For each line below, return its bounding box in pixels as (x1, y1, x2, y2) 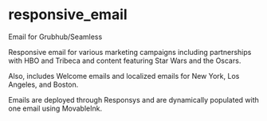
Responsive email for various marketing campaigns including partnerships (8, 47, 252, 57)
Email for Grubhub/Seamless (8, 32, 103, 41)
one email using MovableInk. (8, 103, 102, 113)
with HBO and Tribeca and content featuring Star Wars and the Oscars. (8, 56, 241, 65)
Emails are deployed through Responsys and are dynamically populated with (8, 95, 259, 104)
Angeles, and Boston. (8, 80, 79, 89)
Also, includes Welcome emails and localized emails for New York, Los (8, 71, 240, 80)
